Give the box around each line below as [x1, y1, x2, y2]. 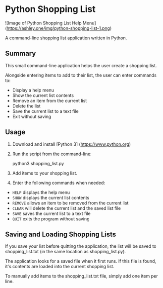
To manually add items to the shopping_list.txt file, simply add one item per [5, 273, 158, 279]
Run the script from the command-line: [12, 151, 92, 157]
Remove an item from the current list [12, 97, 87, 103]
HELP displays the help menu [12, 189, 70, 195]
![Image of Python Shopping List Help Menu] [5, 20, 96, 26]
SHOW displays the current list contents [12, 194, 90, 200]
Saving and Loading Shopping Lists [5, 230, 116, 238]
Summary [5, 49, 36, 58]
